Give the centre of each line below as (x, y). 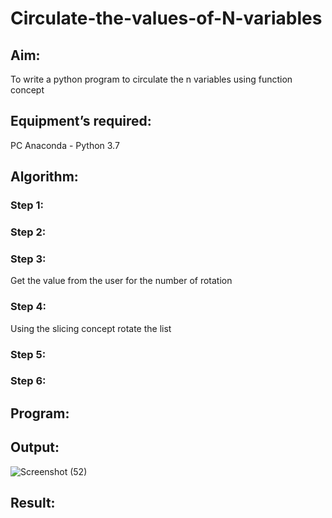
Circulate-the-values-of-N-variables (166, 18)
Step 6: (28, 381)
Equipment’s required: (81, 121)
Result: (33, 503)
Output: (35, 447)
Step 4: (28, 307)
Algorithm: (44, 177)
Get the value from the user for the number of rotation (121, 281)
